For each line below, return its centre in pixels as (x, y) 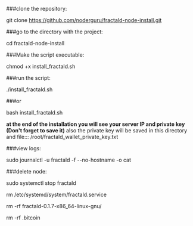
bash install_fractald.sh (35, 112)
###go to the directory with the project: (55, 32)
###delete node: (27, 171)
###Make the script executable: (45, 55)
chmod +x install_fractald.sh (41, 66)
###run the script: (28, 78)
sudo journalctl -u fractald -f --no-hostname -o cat (69, 160)
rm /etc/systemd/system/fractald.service (57, 194)
